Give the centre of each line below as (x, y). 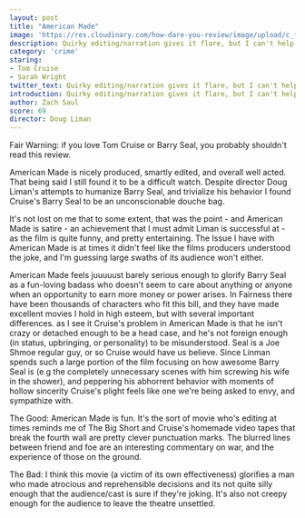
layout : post (34, 18)
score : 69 (28, 111)
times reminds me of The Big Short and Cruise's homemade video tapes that (152, 428)
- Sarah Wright (38, 77)
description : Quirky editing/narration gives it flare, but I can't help (152, 43)
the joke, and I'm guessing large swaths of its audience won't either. (137, 258)
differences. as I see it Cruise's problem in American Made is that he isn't (146, 324)
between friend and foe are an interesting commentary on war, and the (142, 447)
